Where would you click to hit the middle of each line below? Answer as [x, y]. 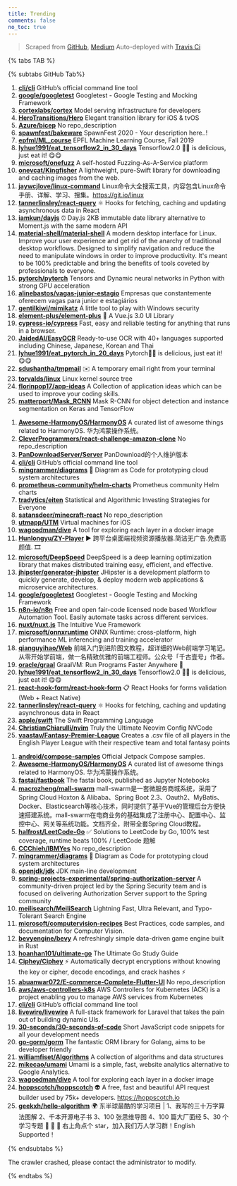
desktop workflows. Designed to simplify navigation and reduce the [116, 248]
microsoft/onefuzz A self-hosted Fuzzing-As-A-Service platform [113, 163]
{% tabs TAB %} [32, 61]
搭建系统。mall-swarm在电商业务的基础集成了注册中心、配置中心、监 [125, 815]
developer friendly [45, 1050]
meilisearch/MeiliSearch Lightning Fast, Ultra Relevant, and [105, 909]
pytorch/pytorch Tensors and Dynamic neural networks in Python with [121, 279]
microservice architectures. [58, 587]
